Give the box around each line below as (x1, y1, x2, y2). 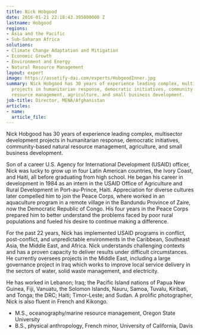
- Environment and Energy (6, 58, 70, 64)
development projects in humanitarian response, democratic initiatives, (6, 137, 180, 144)
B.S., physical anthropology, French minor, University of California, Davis (14, 322, 193, 330)
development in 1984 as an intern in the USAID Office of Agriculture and (6, 180, 183, 187)
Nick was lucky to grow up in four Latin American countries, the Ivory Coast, (6, 167, 193, 175)
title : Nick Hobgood (6, 8, 58, 15)
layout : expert (6, 70, 44, 76)
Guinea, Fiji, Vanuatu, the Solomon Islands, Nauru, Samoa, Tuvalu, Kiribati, (6, 286, 189, 293)
